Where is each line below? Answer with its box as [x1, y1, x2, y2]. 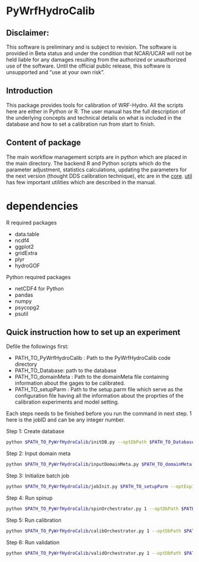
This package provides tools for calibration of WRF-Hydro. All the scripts [6, 101, 184, 108]
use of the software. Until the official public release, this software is [6, 62, 171, 69]
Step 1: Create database [6, 428, 65, 435]
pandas [14, 291, 34, 298]
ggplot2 [14, 243, 34, 250]
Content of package [6, 138, 81, 148]
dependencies [6, 199, 79, 213]
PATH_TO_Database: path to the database [14, 367, 117, 374]
